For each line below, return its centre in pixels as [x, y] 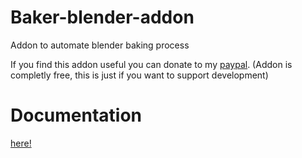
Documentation [76, 115]
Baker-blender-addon [102, 17]
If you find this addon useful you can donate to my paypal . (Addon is [151, 64]
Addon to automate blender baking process [100, 45]
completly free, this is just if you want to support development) [139, 75]
